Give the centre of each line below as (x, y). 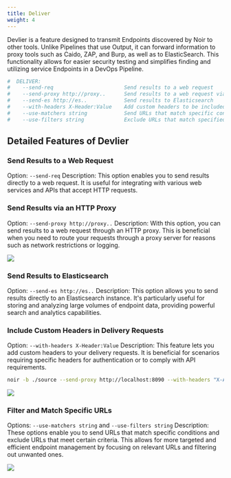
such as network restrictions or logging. (64, 245)
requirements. (27, 367)
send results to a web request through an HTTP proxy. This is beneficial (109, 230)
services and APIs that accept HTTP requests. (73, 191)
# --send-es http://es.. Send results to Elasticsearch (110, 100)
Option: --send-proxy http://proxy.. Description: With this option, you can (114, 223)
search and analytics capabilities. (54, 312)
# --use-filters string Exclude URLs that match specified (117, 120)
